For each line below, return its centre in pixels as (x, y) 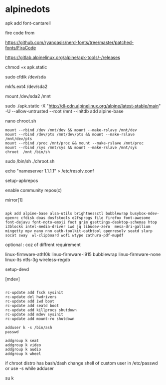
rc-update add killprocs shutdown (41, 310)
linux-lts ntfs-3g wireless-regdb (38, 259)
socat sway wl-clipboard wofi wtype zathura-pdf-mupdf (64, 235)
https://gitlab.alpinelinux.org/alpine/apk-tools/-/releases (63, 57)
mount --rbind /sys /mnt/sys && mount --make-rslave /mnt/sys (71, 147)
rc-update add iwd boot (30, 301)
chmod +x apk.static (26, 67)
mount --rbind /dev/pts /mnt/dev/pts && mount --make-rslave (70, 134)
